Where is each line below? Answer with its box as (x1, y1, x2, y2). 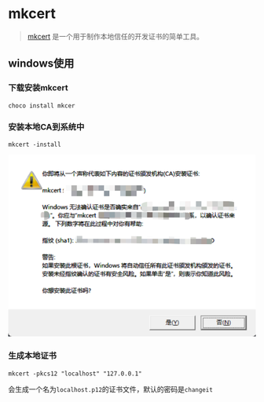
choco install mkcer (8, 101, 76, 110)
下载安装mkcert (8, 82, 68, 93)
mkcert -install (8, 141, 61, 148)
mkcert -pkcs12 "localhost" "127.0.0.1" (8, 370, 143, 378)
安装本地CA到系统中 (8, 121, 85, 132)
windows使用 (8, 57, 75, 71)
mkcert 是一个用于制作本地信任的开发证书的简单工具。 (27, 31, 204, 41)
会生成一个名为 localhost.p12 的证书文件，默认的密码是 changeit (8, 384, 214, 393)
